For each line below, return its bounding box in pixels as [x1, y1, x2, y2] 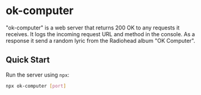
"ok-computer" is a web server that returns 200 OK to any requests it [5, 24, 180, 31]
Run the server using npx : [5, 71, 70, 78]
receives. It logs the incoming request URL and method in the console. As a [5, 30, 196, 37]
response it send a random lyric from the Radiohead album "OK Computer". [5, 37, 196, 44]
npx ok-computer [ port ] [5, 83, 67, 89]
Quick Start [5, 55, 50, 65]
